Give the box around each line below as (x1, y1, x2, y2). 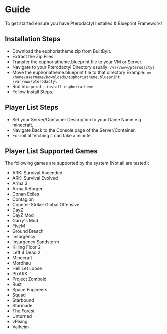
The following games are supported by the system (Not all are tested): (5, 160, 150, 166)
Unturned (12, 313, 32, 319)
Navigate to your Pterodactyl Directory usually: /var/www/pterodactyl (12, 64, 155, 70)
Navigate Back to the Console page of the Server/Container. (12, 127, 136, 133)
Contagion (12, 196, 34, 202)
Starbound (12, 297, 34, 303)
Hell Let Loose (12, 265, 42, 271)
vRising (12, 319, 28, 325)
